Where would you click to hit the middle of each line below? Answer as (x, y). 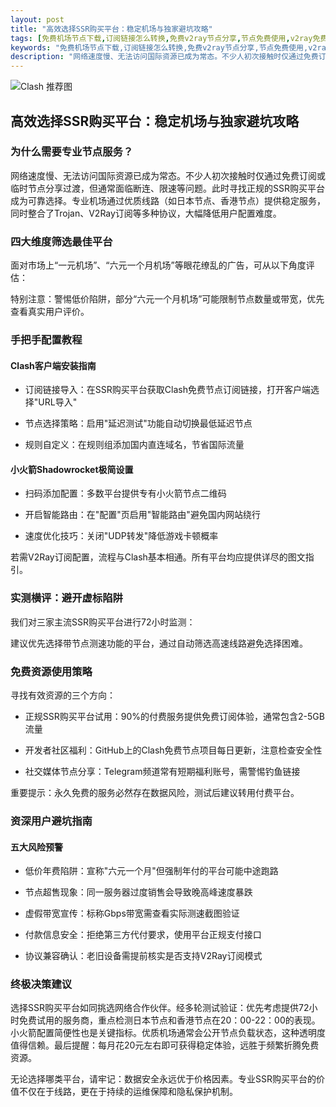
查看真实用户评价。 (50, 312)
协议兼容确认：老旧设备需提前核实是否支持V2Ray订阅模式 (143, 956)
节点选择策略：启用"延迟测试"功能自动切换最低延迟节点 (138, 423)
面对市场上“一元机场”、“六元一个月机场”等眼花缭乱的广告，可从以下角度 (158, 265)
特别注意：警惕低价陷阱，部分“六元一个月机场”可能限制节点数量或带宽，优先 (167, 299)
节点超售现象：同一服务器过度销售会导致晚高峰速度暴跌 (138, 892)
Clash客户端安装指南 (53, 365)
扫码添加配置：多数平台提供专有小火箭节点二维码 (125, 493)
